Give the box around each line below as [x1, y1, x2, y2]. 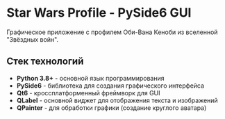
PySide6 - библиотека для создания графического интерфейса [16, 81, 205, 90]
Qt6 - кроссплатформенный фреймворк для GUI [16, 88, 160, 97]
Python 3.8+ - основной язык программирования [16, 74, 165, 82]
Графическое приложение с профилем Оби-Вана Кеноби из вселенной [6, 28, 218, 36]
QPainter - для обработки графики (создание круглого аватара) [16, 103, 207, 112]
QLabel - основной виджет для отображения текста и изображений [16, 96, 218, 104]
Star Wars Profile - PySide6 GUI [6, 5, 192, 21]
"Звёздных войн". [6, 35, 59, 43]
